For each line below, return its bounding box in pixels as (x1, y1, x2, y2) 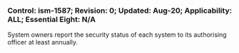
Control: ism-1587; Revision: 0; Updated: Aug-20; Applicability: (7, 6, 233, 16)
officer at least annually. (7, 38, 78, 47)
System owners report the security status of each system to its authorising (7, 30, 227, 39)
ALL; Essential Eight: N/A (7, 14, 96, 24)
